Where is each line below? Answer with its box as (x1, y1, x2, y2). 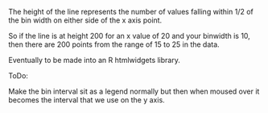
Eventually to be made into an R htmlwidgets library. (8, 56, 181, 65)
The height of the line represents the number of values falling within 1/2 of (8, 7, 254, 16)
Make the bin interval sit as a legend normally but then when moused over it (8, 86, 260, 96)
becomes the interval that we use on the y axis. (8, 95, 165, 104)
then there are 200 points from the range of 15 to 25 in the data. (8, 40, 220, 49)
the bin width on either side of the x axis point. (8, 15, 163, 25)
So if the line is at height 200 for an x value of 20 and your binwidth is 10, (8, 31, 251, 40)
